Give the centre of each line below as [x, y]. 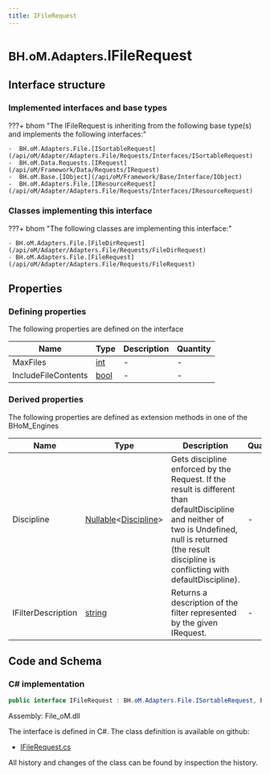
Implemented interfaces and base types [88, 108]
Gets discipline [199, 459]
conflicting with [200, 569]
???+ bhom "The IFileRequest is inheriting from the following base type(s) [130, 125]
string [96, 613]
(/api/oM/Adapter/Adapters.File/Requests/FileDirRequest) [107, 250]
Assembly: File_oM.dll [44, 716]
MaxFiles [29, 362]
